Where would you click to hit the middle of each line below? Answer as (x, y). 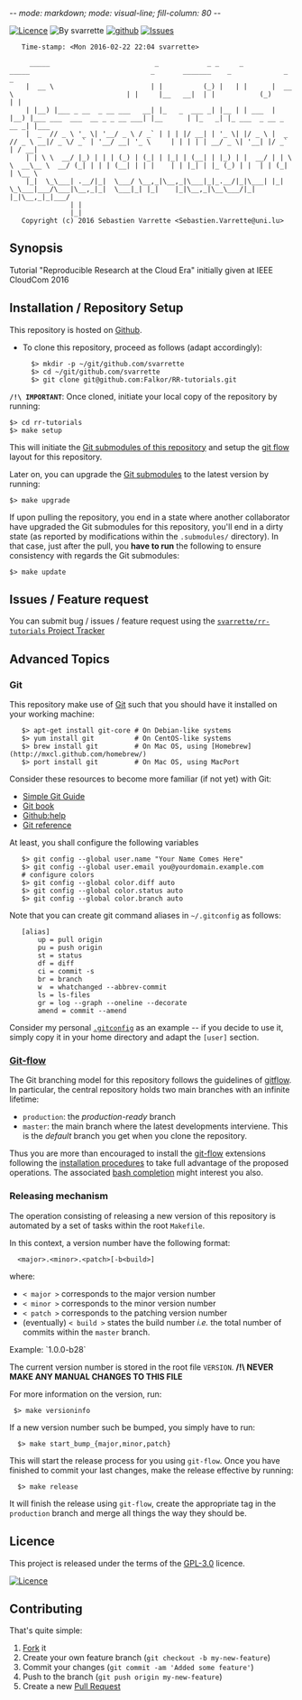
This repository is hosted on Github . (76, 329)
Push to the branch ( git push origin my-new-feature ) (122, 1677)
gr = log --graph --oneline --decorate (112, 1003)
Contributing (46, 1608)
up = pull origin (70, 940)
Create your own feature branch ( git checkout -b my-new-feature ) (146, 1658)
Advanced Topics (59, 659)
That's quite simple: (46, 1631)
